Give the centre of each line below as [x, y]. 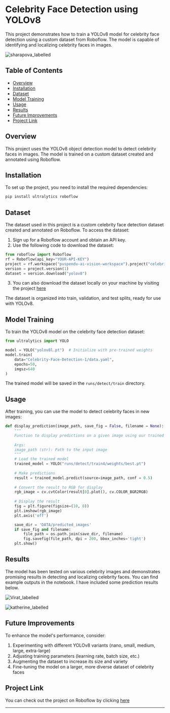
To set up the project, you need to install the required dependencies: [77, 187]
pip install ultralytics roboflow [42, 197]
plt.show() [26, 544]
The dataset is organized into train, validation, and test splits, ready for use [83, 298]
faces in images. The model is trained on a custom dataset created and [79, 154]
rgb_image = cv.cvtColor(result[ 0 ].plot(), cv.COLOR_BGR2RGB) [81, 492]
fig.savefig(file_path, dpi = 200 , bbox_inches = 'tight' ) [84, 539]
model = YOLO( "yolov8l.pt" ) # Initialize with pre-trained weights [79, 350]
